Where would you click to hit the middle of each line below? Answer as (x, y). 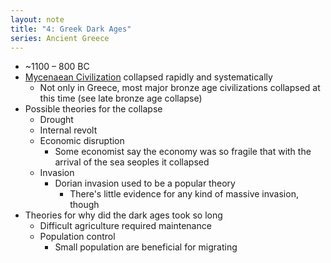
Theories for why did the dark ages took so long (123, 215)
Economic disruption (82, 141)
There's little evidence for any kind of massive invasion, (184, 194)
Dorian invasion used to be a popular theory (145, 183)
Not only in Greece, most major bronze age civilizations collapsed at (180, 88)
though (84, 205)
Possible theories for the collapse (93, 109)
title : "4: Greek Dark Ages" (71, 29)
